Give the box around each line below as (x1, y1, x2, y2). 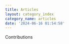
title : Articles (5, 7, 38, 12)
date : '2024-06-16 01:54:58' (5, 21, 65, 26)
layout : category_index (5, 12, 54, 17)
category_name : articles (5, 16, 56, 21)
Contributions (5, 34, 33, 40)
